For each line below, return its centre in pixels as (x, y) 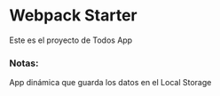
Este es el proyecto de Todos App (71, 40)
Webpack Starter (73, 16)
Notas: (24, 63)
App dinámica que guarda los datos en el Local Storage (110, 83)
